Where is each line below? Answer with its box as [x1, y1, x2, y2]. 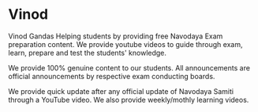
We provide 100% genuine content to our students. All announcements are [8, 63, 251, 72]
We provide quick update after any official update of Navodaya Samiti [8, 86, 234, 96]
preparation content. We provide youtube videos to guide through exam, [8, 39, 243, 49]
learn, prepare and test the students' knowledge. [8, 48, 167, 57]
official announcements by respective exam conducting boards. [8, 71, 215, 81]
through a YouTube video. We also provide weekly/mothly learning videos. [8, 95, 249, 104]
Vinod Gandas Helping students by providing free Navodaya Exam [8, 31, 223, 41]
